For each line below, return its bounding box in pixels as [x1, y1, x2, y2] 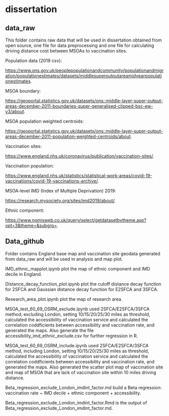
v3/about [5, 109, 24, 114]
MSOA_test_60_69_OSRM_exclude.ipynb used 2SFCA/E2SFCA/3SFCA [5, 306, 150, 312]
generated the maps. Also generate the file [5, 327, 94, 333]
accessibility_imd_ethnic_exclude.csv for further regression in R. [5, 333, 138, 339]
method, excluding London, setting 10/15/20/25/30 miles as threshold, [5, 311, 150, 317]
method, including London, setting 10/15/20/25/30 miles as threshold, [5, 348, 149, 354]
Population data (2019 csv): [5, 58, 62, 64]
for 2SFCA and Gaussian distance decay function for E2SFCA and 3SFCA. [5, 286, 158, 292]
